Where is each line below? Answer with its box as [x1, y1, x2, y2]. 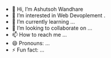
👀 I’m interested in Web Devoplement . [11, 12, 106, 19]
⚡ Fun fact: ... [11, 46, 45, 53]
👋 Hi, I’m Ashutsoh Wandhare [11, 6, 84, 12]
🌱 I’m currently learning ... [11, 18, 75, 25]
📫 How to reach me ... [11, 31, 67, 38]
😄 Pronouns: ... [11, 40, 50, 47]
